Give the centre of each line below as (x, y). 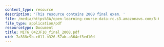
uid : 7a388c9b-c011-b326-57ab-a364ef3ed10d (50, 37)
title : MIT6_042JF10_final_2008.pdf (42, 32)
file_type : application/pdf (34, 23)
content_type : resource (29, 10)
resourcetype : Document (29, 28)
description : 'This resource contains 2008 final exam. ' (65, 14)
